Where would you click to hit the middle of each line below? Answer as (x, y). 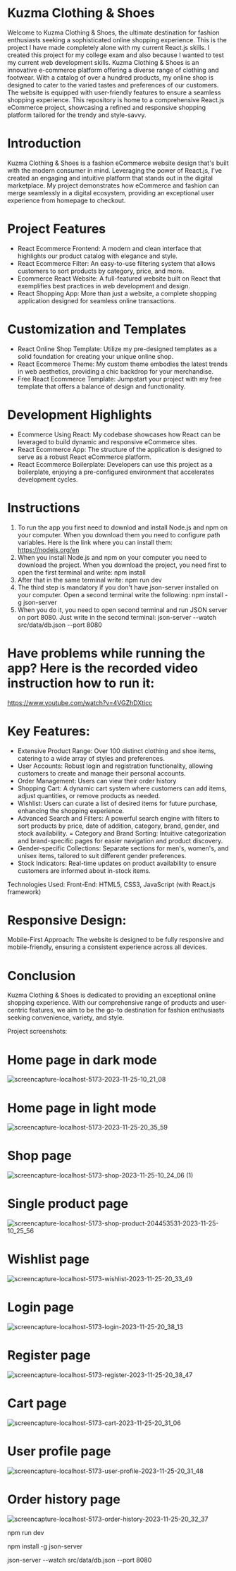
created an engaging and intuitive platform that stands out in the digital (110, 178)
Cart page (37, 1404)
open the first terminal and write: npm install (81, 572)
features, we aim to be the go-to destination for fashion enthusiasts (127, 1010)
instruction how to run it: (81, 683)
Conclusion (42, 976)
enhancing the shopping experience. (71, 811)
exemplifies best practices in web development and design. (104, 286)
